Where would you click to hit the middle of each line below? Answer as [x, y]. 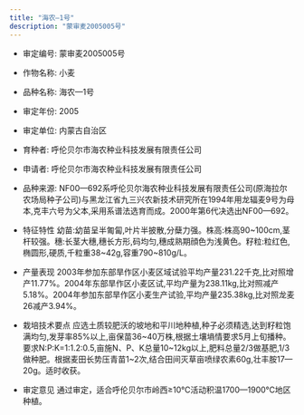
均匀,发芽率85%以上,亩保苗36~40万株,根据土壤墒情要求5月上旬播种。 [161, 336]
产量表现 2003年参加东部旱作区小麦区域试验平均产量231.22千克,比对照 [154, 272]
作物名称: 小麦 [48, 72]
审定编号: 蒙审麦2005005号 [74, 53]
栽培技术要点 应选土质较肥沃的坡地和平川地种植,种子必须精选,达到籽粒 [152, 325]
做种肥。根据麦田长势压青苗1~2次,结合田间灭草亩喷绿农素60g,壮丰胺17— [157, 359]
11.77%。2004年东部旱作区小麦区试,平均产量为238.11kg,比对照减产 [154, 283]
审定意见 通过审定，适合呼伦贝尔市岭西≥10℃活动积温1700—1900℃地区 [157, 390]
